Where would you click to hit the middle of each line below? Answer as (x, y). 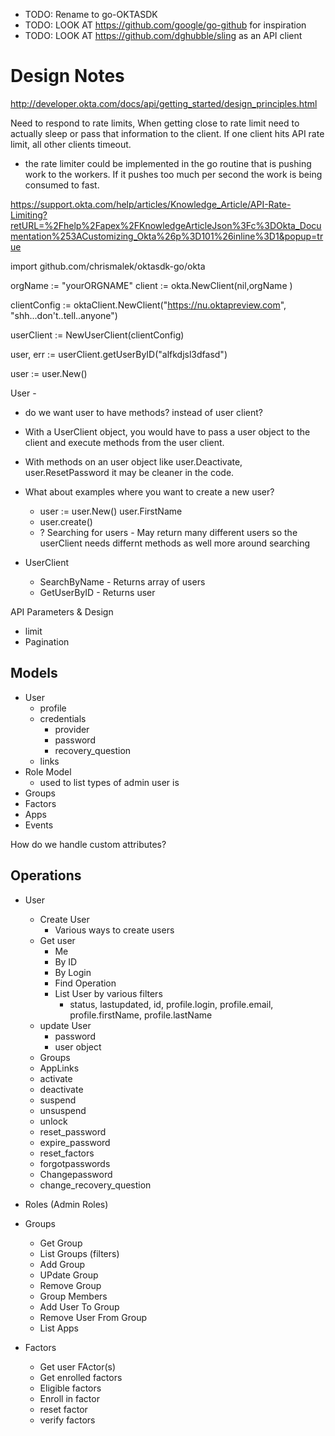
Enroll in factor (69, 1398)
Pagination (47, 641)
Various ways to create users (114, 930)
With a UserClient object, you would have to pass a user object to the (167, 431)
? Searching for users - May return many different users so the (168, 532)
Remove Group (70, 1285)
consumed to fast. (62, 185)
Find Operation (85, 983)
